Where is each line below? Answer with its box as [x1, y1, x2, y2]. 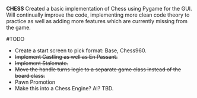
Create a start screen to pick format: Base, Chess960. [14, 47, 147, 54]
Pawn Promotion [14, 78, 55, 86]
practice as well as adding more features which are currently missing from [6, 18, 188, 24]
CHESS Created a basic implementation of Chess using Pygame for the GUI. [6, 5, 192, 12]
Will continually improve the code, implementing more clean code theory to [6, 11, 190, 18]
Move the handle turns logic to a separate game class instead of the [14, 66, 182, 73]
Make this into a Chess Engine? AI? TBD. [14, 85, 114, 91]
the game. [6, 24, 31, 31]
